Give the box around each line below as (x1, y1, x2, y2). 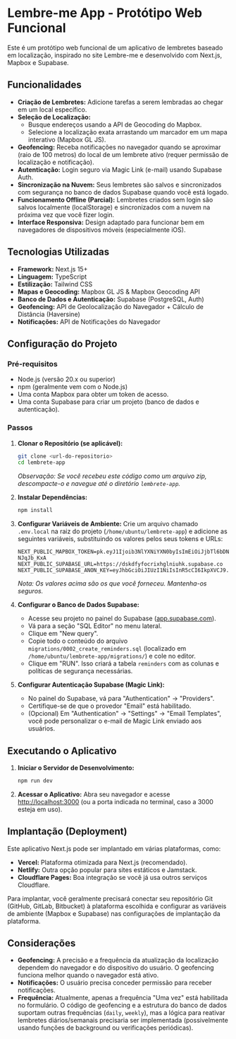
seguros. (17, 587, 44, 596)
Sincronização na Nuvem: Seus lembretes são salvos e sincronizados (17, 180, 222, 189)
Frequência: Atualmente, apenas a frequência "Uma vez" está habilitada (17, 994, 228, 1002)
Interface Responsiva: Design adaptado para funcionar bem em (17, 218, 205, 226)
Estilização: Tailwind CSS (17, 279, 93, 288)
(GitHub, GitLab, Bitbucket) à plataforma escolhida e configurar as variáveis (7, 902, 227, 910)
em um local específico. (17, 105, 87, 114)
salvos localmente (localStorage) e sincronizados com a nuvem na (17, 203, 211, 211)
